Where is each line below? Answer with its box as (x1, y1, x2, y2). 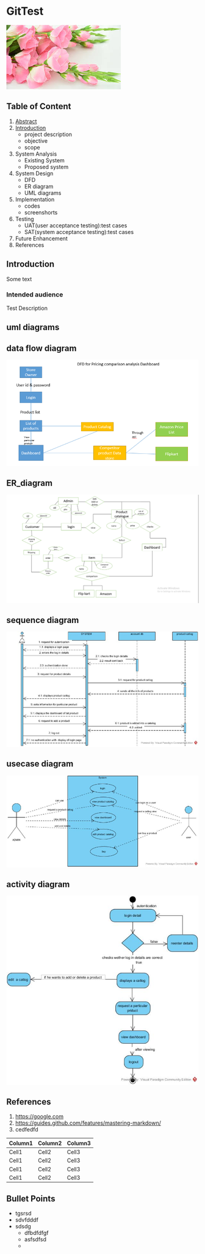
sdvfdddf (15, 1216, 38, 1223)
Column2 (38, 1139, 62, 1147)
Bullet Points (6, 1193, 56, 1204)
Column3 (67, 1139, 91, 1147)
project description (24, 130, 72, 138)
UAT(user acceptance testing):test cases (24, 222, 128, 229)
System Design (15, 170, 54, 177)
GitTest (6, 4, 44, 18)
